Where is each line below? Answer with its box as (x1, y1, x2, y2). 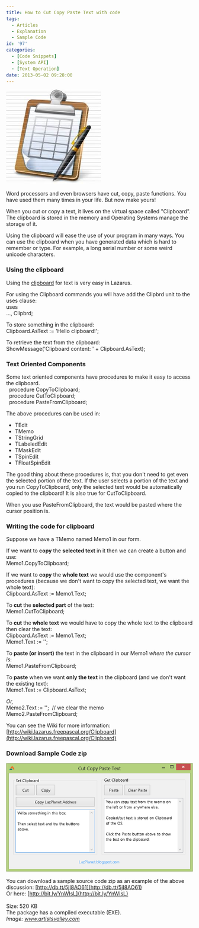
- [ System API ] (11, 59, 49, 65)
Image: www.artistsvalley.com (6, 916, 80, 923)
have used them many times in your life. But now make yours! (6, 196, 156, 204)
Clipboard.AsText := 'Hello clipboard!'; (6, 327, 99, 334)
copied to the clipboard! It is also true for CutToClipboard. (6, 489, 147, 497)
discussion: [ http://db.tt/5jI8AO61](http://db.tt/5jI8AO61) (6, 884, 142, 891)
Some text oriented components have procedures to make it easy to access (6, 373, 191, 380)
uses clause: (6, 297, 37, 304)
